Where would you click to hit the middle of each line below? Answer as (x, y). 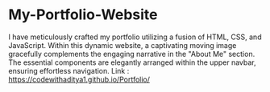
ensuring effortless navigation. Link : (69, 70)
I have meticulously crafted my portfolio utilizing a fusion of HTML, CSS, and (135, 37)
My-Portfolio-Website (83, 15)
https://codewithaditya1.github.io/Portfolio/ (79, 79)
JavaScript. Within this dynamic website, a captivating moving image (123, 45)
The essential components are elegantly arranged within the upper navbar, (132, 62)
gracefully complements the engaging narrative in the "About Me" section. (132, 54)
